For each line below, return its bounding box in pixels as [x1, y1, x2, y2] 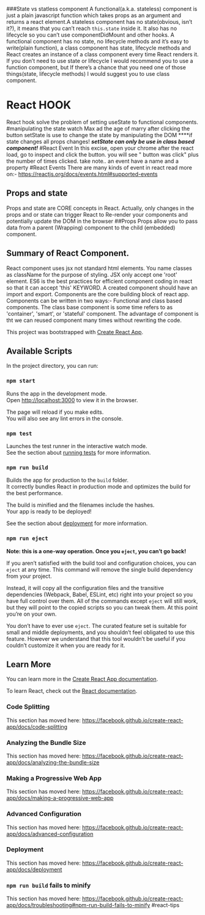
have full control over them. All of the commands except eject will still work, [6, 597, 198, 605]
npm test [6, 430, 32, 437]
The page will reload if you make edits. [6, 408, 104, 416]
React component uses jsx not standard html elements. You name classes [6, 264, 192, 272]
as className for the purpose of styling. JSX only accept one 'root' [6, 271, 177, 278]
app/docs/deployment [6, 865, 62, 873]
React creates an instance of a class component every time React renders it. [6, 51, 199, 58]
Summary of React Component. [6, 248, 130, 259]
